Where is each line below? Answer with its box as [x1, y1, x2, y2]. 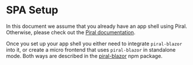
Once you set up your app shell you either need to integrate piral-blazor [6, 40, 182, 47]
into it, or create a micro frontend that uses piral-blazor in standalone [6, 46, 176, 53]
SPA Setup [6, 3, 58, 17]
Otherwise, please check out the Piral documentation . [6, 28, 136, 35]
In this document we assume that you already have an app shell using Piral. [6, 23, 187, 30]
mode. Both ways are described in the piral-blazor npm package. [6, 52, 163, 59]
